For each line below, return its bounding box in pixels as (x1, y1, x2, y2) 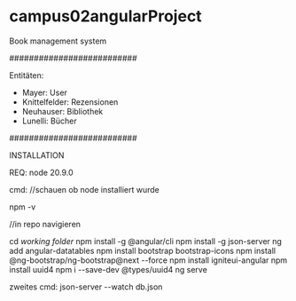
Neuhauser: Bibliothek (21, 106, 104, 116)
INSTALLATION (9, 149, 65, 161)
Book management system (9, 36, 107, 46)
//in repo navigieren (9, 218, 82, 229)
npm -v (9, 202, 36, 212)
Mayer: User (21, 87, 68, 98)
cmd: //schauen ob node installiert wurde (9, 184, 160, 194)
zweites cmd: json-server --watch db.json (9, 281, 163, 292)
